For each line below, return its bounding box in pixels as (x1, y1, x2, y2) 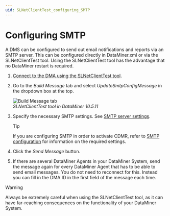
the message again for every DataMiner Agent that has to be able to (12, 163, 156, 170)
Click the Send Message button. (12, 148, 81, 154)
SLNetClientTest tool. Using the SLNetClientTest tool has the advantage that (5, 57, 165, 63)
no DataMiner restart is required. (5, 62, 74, 69)
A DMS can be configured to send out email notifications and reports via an (5, 46, 164, 53)
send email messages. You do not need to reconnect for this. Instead (12, 169, 158, 175)
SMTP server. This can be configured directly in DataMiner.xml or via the (5, 52, 158, 58)
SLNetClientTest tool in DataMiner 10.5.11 (12, 103, 99, 109)
